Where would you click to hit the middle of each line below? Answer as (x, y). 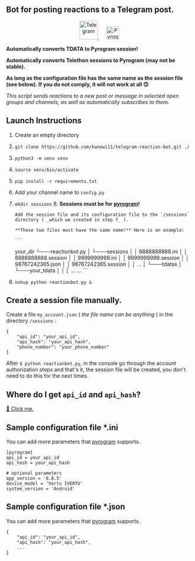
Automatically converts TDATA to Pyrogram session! (72, 49)
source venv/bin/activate (46, 170)
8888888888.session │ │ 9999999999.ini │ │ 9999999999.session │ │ (102, 257)
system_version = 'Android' (41, 489)
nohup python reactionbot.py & (53, 282)
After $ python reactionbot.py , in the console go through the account (91, 363)
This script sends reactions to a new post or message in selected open (92, 96)
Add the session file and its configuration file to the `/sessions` (102, 215)
